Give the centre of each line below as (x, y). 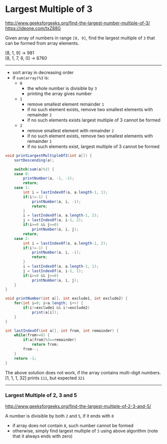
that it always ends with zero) (42, 436)
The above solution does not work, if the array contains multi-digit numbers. (83, 372)
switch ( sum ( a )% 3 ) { (34, 169)
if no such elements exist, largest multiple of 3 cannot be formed (93, 146)
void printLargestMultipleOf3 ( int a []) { (49, 155)
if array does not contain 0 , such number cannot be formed (73, 425)
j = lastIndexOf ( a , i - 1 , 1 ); (53, 271)
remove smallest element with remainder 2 (71, 130)
